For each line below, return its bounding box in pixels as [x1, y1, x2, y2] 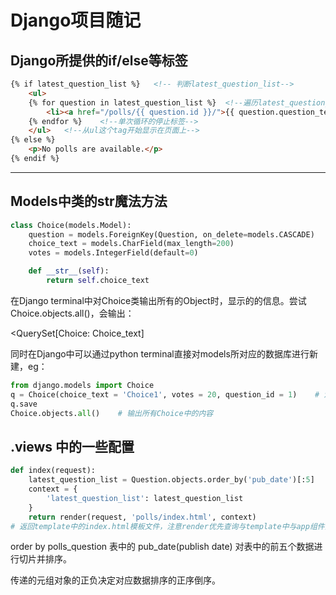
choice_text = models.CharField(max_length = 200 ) [28, 239, 235, 249]
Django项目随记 [10, 9, 142, 32]
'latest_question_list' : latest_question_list [46, 493, 244, 503]
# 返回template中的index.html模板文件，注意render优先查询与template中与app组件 [10, 521, 325, 531]
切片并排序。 [18, 553, 72, 565]
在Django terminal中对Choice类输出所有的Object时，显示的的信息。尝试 [10, 294, 307, 306]
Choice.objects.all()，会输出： [10, 307, 135, 319]
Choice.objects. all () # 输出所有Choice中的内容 [10, 408, 214, 418]
